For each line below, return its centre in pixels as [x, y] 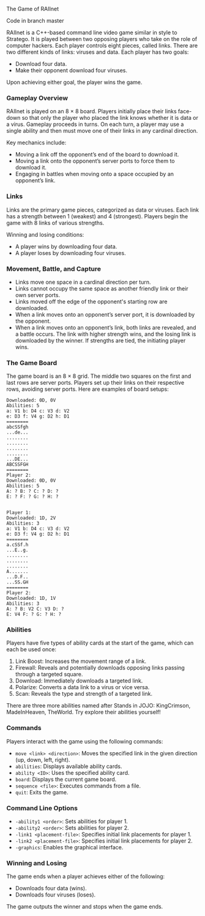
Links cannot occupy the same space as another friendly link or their [102, 288]
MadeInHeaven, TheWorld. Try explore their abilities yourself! [84, 712]
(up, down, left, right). [43, 759]
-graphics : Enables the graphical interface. [69, 848]
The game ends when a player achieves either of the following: [86, 876]
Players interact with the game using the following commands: [85, 741]
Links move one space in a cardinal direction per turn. [83, 282]
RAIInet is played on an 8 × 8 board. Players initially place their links [91, 111]
